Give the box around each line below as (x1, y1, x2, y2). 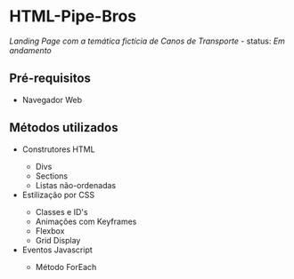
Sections (35, 171, 69, 181)
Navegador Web (21, 94, 83, 105)
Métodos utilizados (9, 120, 118, 135)
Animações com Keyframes (35, 216, 137, 227)
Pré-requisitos (9, 71, 92, 86)
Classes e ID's (35, 206, 88, 217)
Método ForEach (35, 261, 97, 272)
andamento (9, 44, 52, 55)
